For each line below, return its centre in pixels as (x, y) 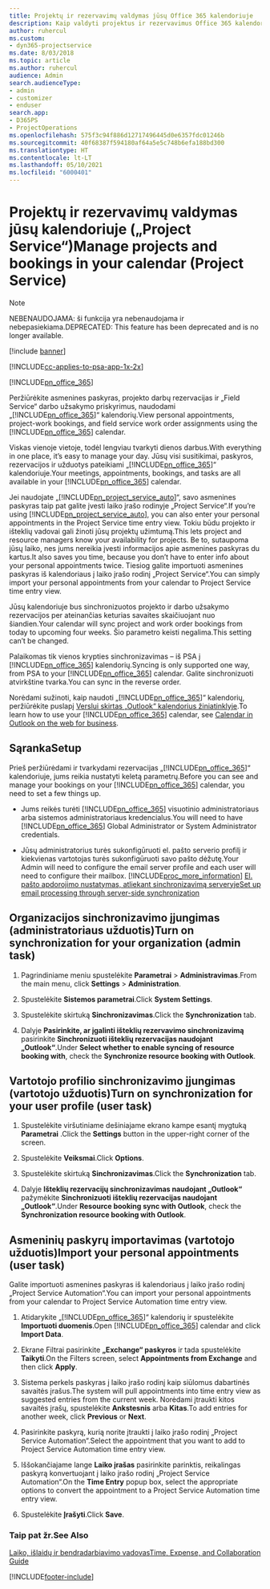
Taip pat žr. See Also (49, 1535)
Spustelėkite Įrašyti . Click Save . (73, 1514)
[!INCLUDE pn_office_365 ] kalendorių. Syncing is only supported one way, (130, 664)
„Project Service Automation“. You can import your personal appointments (130, 1293)
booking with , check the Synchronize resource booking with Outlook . (138, 1056)
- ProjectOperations (44, 128)
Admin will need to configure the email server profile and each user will (138, 867)
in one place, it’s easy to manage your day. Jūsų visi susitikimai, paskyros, (131, 455)
